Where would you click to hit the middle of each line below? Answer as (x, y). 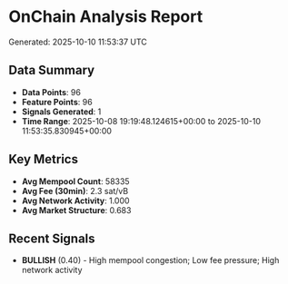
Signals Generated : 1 (61, 112)
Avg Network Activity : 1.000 (75, 201)
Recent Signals (52, 238)
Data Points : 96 (51, 92)
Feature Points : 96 (57, 102)
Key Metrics (44, 159)
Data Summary (52, 70)
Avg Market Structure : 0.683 (76, 210)
